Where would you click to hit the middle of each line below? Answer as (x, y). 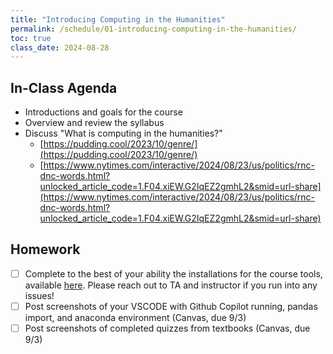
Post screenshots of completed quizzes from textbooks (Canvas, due (167, 328)
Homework (45, 249)
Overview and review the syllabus (94, 123)
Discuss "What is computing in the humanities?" (123, 133)
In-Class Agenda (64, 87)
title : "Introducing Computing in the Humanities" (118, 19)
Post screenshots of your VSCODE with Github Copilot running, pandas (171, 306)
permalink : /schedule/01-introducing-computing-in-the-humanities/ (154, 29)
